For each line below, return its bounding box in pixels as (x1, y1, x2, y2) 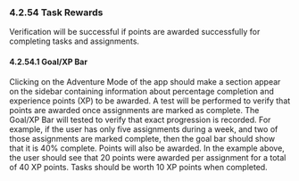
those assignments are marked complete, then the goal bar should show (9, 133, 275, 144)
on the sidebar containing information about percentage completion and (9, 86, 274, 96)
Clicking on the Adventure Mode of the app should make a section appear (9, 76, 281, 86)
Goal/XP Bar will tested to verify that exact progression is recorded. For (9, 114, 271, 125)
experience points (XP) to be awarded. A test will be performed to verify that (9, 95, 291, 106)
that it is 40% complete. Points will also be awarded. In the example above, (9, 143, 286, 153)
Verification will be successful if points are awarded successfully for (9, 27, 261, 37)
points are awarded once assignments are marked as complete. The (9, 104, 260, 115)
